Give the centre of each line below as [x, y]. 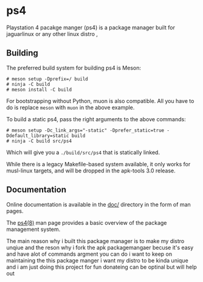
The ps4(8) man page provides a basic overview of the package [87, 222]
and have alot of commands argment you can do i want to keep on [89, 254]
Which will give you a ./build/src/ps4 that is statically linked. [83, 152]
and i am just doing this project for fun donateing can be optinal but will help [101, 267]
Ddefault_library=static [38, 136]
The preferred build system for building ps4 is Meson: [74, 68]
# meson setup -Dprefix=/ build [47, 79]
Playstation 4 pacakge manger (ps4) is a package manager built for [91, 27]
